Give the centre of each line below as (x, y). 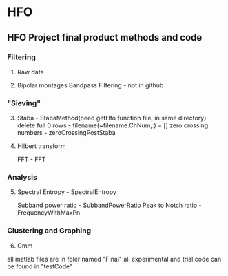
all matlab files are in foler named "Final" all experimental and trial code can (114, 259)
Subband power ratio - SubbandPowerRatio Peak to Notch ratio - (109, 205)
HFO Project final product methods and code (105, 38)
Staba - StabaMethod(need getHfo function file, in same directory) (112, 118)
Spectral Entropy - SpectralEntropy (67, 192)
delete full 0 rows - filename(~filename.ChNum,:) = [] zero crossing (113, 125)
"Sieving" (24, 103)
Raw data (30, 72)
